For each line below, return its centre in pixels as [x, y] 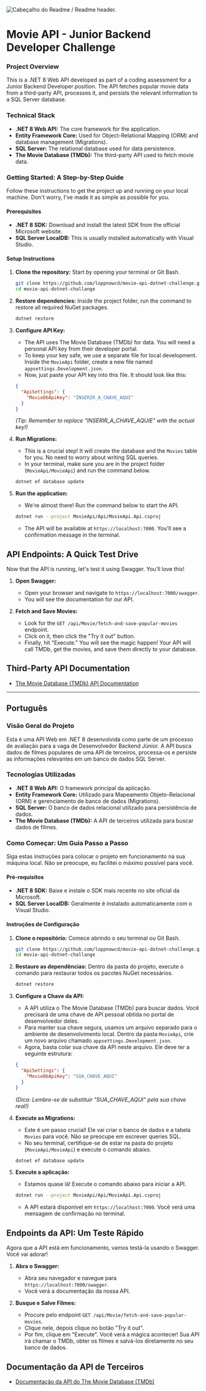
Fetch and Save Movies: [46, 611]
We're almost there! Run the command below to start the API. [101, 505]
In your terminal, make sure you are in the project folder [95, 464]
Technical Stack [31, 115]
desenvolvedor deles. [52, 1021]
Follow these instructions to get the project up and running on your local [97, 191]
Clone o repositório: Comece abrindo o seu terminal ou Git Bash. [97, 938]
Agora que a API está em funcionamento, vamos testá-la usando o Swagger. [103, 1248]
